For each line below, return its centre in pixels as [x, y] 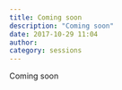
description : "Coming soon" [62, 26]
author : [24, 42]
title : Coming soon [46, 17]
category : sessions [46, 51]
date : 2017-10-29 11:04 [54, 34]
